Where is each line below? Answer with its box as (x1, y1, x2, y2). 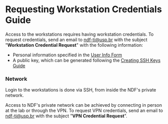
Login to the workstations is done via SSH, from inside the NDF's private (5, 87, 156, 93)
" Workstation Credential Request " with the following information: (5, 42, 143, 48)
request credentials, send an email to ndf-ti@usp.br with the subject (5, 37, 148, 43)
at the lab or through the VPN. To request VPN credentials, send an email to (5, 108, 163, 114)
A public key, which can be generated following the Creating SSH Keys (12, 57, 161, 63)
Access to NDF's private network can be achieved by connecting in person (5, 102, 162, 108)
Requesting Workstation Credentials (5, 4, 162, 15)
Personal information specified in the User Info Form (12, 52, 122, 58)
